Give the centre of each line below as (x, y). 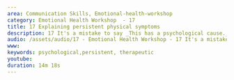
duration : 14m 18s (34, 65)
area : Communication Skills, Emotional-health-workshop (90, 14)
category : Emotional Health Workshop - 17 (71, 20)
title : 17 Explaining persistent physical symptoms (84, 26)
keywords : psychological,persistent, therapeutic (81, 53)
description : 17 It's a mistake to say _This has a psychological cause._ (118, 33)
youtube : (20, 59)
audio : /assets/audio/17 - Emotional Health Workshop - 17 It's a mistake (118, 40)
